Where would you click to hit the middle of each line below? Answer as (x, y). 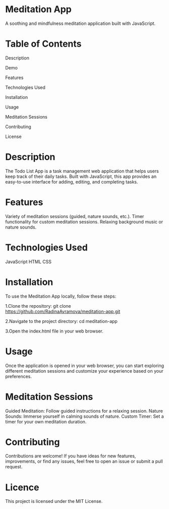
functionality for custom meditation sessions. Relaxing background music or (84, 222)
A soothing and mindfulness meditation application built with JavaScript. (80, 23)
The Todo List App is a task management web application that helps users (82, 171)
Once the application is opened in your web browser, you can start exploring (85, 366)
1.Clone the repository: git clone (38, 306)
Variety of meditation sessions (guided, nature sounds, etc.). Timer (75, 216)
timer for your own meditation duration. (46, 421)
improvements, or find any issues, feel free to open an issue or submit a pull (84, 461)
